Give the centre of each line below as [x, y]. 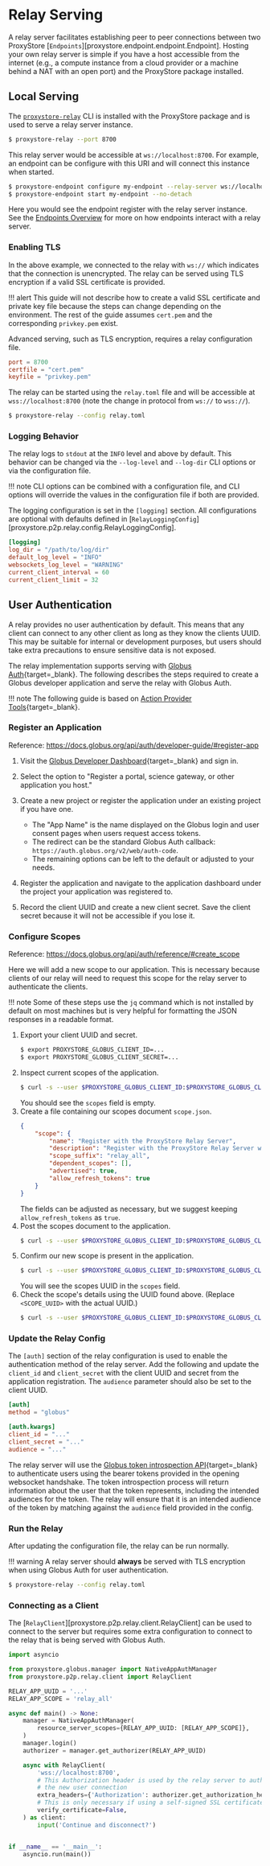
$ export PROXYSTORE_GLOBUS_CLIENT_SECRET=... [99, 1057]
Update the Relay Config [57, 1339]
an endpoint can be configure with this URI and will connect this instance [129, 163]
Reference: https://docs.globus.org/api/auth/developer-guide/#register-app [134, 745]
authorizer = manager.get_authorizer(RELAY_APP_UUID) [115, 1751]
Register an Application [55, 727]
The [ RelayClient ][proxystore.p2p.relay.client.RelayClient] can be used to [130, 1623]
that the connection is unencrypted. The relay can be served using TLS [126, 273]
